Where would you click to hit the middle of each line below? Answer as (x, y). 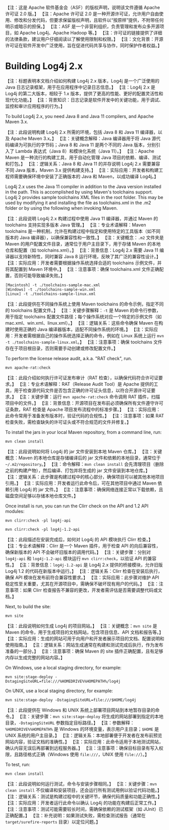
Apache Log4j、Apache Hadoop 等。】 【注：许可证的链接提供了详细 (91, 33)
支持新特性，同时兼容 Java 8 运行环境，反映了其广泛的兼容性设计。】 (90, 256)
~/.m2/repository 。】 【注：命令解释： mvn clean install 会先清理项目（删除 (85, 464)
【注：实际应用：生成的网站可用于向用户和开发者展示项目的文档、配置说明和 (85, 638)
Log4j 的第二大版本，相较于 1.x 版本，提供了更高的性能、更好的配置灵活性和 (84, 93)
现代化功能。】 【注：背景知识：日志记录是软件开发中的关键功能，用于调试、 (84, 100)
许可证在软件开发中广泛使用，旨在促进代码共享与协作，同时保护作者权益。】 (84, 45)
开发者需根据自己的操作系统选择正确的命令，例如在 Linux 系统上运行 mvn (89, 335)
